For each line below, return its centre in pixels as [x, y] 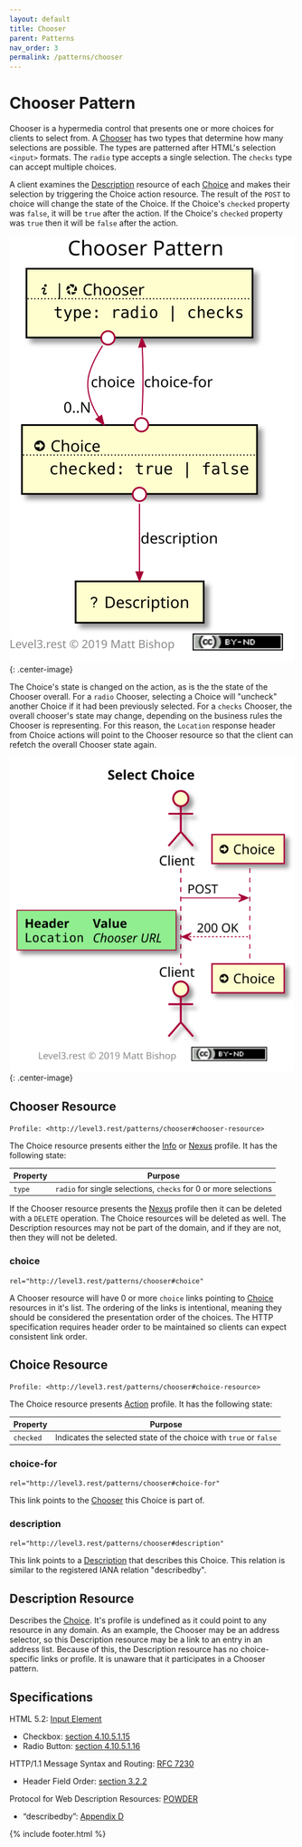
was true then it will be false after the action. [94, 223]
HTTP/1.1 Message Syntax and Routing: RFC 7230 [102, 1764]
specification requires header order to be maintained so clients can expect [148, 1327]
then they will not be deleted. [63, 1238]
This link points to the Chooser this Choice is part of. [107, 1500]
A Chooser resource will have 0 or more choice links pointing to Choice [142, 1298]
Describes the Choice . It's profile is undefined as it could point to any [138, 1620]
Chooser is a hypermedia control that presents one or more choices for [142, 129]
